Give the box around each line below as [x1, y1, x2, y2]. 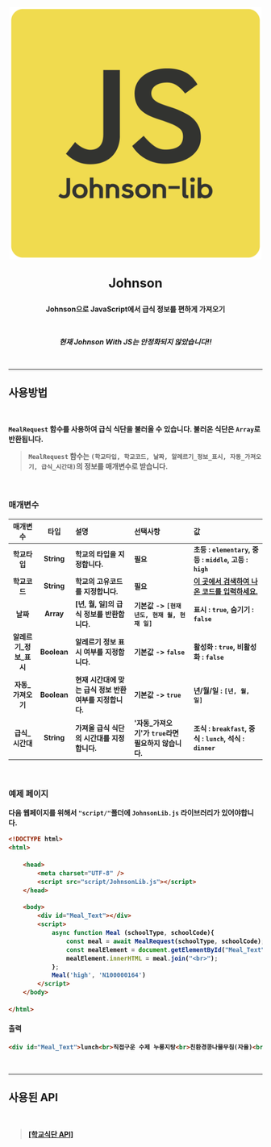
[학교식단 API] [27, 1129, 74, 1139]
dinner [193, 745, 216, 753]
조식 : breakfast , [193, 724, 248, 733]
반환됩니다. [8, 435, 44, 444]
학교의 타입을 [75, 548, 117, 559]
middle [205, 557, 228, 565]
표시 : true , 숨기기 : [193, 605, 254, 615]
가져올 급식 [75, 723, 110, 732]
